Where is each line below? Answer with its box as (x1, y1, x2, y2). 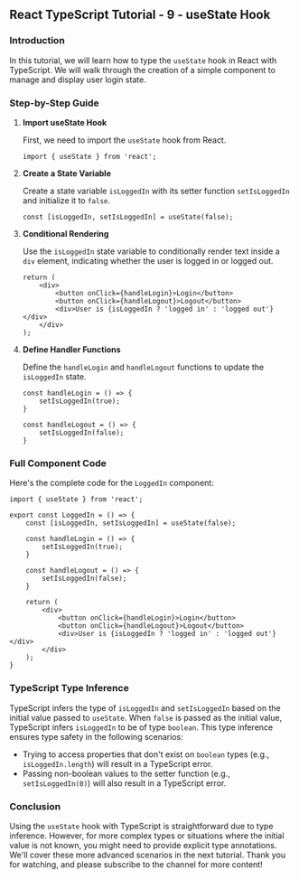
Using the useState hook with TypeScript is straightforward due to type (9, 820, 274, 831)
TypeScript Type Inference (9, 682, 129, 695)
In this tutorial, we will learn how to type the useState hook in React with (9, 54, 277, 66)
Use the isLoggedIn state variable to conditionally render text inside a (22, 246, 280, 257)
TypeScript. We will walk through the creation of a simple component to (9, 64, 276, 75)
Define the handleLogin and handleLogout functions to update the (22, 361, 265, 372)
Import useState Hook (22, 117, 107, 127)
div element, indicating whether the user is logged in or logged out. (22, 255, 274, 266)
